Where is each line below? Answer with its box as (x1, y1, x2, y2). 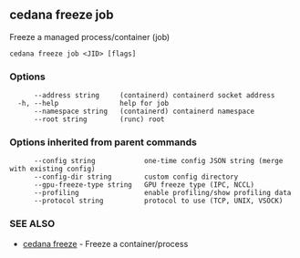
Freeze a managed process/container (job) (9, 31, 171, 42)
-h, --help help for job (17, 99, 170, 108)
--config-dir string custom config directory (33, 172, 239, 181)
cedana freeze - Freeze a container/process (22, 238, 189, 249)
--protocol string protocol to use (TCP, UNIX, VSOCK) (33, 196, 284, 206)
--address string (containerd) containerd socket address (33, 91, 275, 100)
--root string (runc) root (33, 115, 166, 124)
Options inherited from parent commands (9, 136, 198, 149)
